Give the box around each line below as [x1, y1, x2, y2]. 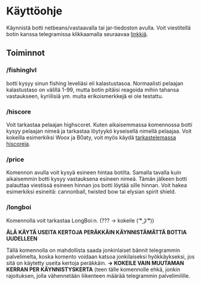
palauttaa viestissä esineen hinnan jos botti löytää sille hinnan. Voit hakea [6, 182, 187, 189]
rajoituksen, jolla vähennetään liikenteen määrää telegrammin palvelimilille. [6, 272, 191, 279]
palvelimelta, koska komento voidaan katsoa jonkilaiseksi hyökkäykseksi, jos [6, 253, 195, 260]
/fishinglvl [6, 66, 37, 75]
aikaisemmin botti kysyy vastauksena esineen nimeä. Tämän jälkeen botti [6, 176, 187, 183]
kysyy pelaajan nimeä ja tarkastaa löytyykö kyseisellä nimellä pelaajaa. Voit [6, 127, 192, 135]
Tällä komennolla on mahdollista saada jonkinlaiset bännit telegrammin [6, 247, 181, 254]
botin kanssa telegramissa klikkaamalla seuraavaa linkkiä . [6, 30, 148, 37]
